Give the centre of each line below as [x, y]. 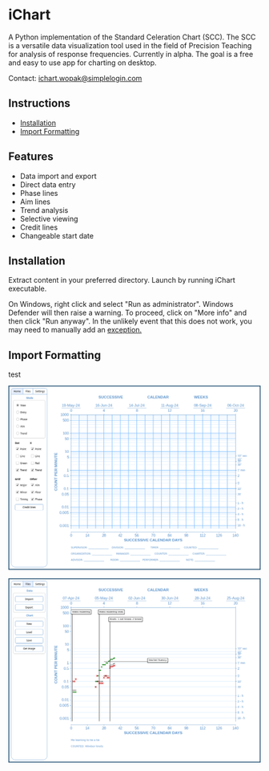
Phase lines [39, 193]
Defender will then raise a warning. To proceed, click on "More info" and [127, 313]
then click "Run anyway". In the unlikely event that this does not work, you [130, 321]
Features [31, 157]
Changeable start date [57, 235]
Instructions [39, 103]
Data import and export [58, 176]
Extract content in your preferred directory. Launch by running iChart [122, 280]
